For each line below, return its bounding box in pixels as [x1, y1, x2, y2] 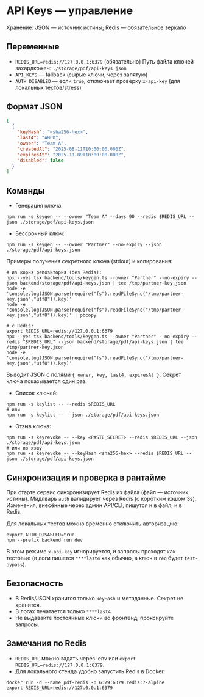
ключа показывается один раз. [6, 378, 87, 385]
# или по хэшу [6, 445, 43, 451]
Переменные [6, 42, 60, 52]
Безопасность [6, 578, 63, 589]
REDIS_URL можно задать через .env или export [15, 654, 136, 662]
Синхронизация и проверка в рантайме [6, 472, 166, 483]
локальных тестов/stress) [15, 84, 82, 91]
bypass [6, 561, 23, 568]
